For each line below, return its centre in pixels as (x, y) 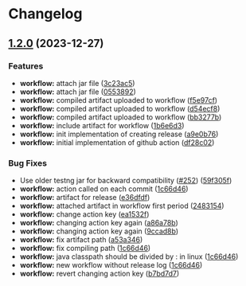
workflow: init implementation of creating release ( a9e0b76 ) (119, 134)
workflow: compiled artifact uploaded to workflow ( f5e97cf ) (118, 100)
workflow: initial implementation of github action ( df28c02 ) (117, 142)
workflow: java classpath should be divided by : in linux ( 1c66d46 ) (129, 257)
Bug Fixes (28, 163)
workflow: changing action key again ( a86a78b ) (99, 223)
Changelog (45, 14)
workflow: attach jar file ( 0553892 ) (78, 92)
